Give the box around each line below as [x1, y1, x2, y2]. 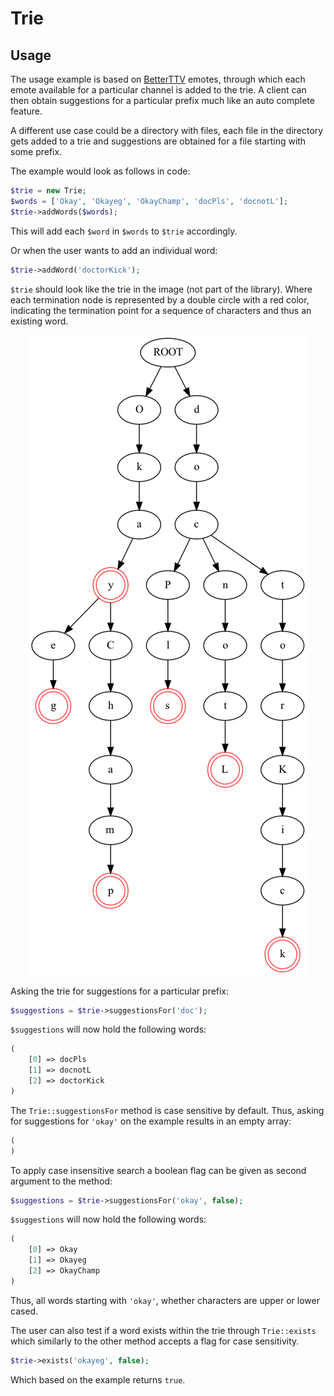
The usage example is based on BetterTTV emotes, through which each [10, 73, 306, 85]
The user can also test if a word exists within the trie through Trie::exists [10, 1324, 317, 1336]
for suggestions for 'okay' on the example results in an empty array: [10, 1115, 292, 1127]
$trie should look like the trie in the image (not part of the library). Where [10, 283, 313, 295]
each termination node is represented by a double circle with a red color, [10, 293, 310, 306]
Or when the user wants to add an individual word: [10, 244, 218, 256]
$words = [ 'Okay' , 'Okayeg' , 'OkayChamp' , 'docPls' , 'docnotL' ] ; [10, 196, 289, 206]
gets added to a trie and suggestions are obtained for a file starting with [10, 135, 307, 147]
